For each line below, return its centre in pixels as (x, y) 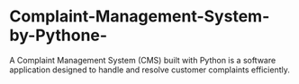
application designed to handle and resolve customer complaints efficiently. (149, 70)
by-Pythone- (59, 35)
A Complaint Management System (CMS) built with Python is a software (143, 60)
